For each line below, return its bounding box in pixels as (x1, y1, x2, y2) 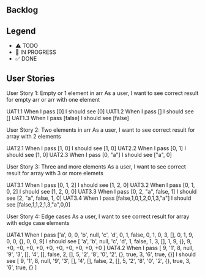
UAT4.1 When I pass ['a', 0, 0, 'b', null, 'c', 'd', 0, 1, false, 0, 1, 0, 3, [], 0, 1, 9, (6, 231, 194, 238)
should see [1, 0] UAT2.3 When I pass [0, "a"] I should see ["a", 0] (6, 151, 173, 159)
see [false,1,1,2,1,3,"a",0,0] (6, 201, 71, 208)
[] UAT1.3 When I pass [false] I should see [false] (6, 115, 130, 122)
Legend (6, 26, 36, 36)
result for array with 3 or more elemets (6, 170, 104, 177)
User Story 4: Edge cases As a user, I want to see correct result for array (6, 213, 190, 220)
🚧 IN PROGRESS (15, 48, 56, 56)
